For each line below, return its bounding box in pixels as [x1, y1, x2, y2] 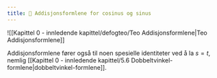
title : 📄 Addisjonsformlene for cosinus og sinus [7, 9, 152, 17]
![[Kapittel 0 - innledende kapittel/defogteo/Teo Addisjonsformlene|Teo [7, 28, 207, 37]
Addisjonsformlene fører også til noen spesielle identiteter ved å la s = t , [7, 49, 211, 57]
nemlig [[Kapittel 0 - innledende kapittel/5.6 [7, 56, 130, 64]
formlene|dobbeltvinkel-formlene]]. [7, 63, 107, 71]
